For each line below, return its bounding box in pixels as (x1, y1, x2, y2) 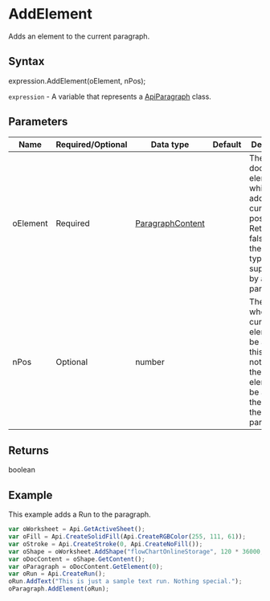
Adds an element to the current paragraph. (8, 31, 150, 41)
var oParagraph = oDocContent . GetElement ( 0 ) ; (8, 562, 163, 570)
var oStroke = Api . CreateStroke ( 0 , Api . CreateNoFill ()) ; (8, 540, 203, 548)
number (135, 356, 165, 367)
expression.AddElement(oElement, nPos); (8, 76, 146, 85)
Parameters (8, 115, 68, 129)
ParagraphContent (135, 218, 205, 229)
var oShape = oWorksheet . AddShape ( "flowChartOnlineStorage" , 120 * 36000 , (8, 547, 264, 555)
